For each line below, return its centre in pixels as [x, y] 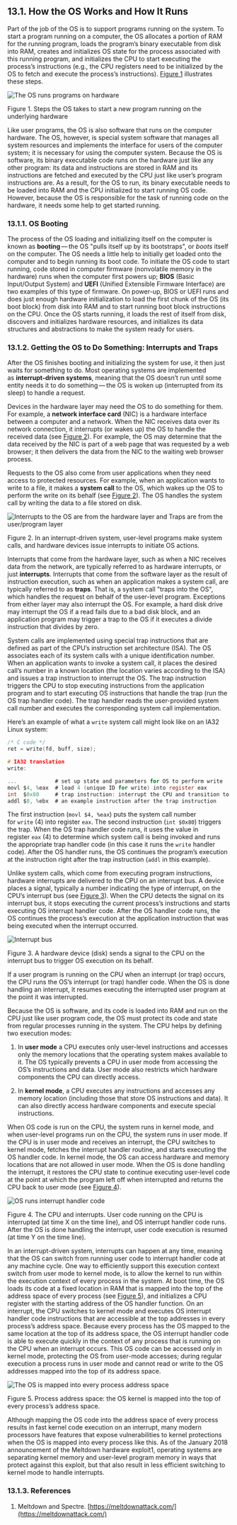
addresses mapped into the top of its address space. [84, 1371]
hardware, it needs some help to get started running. [84, 205]
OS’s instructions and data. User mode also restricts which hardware [117, 1070]
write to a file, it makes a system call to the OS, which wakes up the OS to [115, 488]
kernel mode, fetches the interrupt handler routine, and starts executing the [117, 1150]
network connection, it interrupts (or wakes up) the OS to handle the [107, 429]
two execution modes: [40, 1033]
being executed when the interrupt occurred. [73, 926]
